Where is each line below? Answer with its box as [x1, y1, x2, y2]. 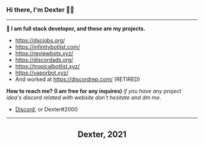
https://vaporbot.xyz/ [15, 69, 69, 77]
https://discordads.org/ [15, 56, 73, 63]
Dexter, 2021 [78, 129, 126, 140]
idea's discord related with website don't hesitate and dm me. [6, 94, 161, 101]
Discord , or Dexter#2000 [15, 106, 78, 113]
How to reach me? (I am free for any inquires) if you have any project [6, 88, 182, 95]
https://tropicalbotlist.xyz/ [15, 63, 80, 70]
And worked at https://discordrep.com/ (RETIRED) [15, 76, 141, 83]
